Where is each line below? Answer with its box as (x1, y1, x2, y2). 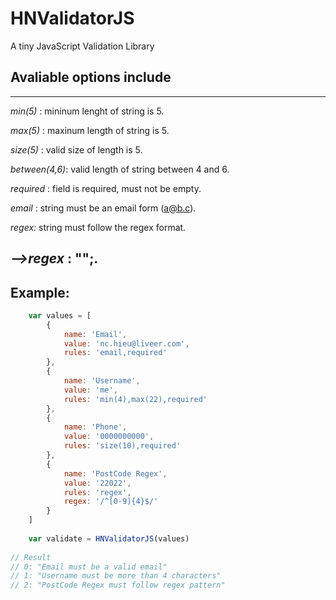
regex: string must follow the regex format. (10, 221, 187, 233)
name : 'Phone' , (63, 422, 128, 432)
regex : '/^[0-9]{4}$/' (63, 497, 159, 507)
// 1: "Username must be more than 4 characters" (10, 571, 222, 581)
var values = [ (28, 310, 92, 321)
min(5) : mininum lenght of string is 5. (10, 105, 165, 117)
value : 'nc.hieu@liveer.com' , (63, 338, 190, 349)
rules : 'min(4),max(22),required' (63, 394, 208, 404)
